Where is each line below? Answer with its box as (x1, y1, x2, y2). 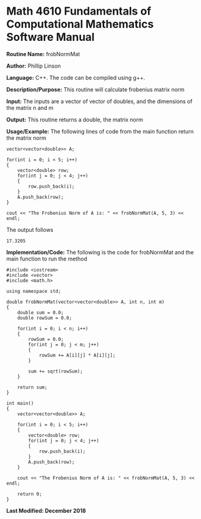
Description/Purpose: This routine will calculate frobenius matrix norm (6, 85, 185, 93)
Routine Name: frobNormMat (6, 50, 80, 57)
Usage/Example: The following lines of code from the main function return (6, 127, 194, 135)
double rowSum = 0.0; (17, 315, 72, 321)
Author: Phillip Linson (6, 62, 61, 70)
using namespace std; (6, 288, 62, 294)
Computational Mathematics (6, 17, 154, 31)
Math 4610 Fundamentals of (6, 4, 152, 18)
